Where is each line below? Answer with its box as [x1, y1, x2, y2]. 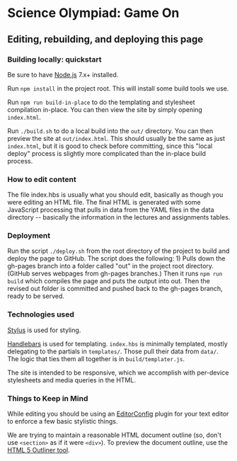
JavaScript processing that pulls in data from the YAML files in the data [7, 205, 214, 214]
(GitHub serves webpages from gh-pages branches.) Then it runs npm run [7, 269, 223, 278]
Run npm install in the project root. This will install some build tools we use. [7, 84, 229, 93]
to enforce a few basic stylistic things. [7, 417, 118, 426]
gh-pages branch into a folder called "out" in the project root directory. [7, 262, 214, 271]
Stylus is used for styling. [7, 326, 81, 334]
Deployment [7, 231, 51, 241]
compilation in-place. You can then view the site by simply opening [7, 105, 203, 114]
